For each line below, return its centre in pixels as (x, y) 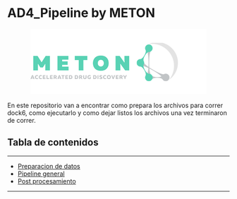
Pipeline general (41, 174)
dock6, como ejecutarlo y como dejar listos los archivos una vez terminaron (117, 113)
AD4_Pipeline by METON (81, 13)
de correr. (22, 120)
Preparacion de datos (49, 166)
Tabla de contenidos (53, 143)
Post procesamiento (47, 181)
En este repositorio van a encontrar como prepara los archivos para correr (115, 105)
